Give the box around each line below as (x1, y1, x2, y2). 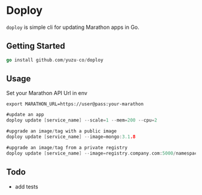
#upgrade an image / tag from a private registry (6, 144, 128, 150)
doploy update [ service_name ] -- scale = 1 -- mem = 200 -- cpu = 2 (6, 117, 158, 123)
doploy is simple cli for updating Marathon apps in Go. (6, 23, 139, 31)
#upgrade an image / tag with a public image (6, 128, 117, 134)
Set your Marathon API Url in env (6, 90, 88, 97)
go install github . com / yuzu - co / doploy (6, 57, 103, 63)
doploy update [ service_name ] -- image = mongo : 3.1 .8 (6, 134, 136, 140)
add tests (14, 183, 38, 190)
